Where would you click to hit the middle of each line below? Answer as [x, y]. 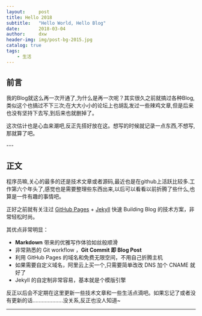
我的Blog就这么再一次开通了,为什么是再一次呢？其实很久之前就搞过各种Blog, [101, 98]
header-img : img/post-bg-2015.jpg [50, 40]
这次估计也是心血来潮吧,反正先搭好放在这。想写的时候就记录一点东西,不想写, [101, 126]
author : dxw [26, 34]
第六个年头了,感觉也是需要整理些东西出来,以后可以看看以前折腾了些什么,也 [103, 189]
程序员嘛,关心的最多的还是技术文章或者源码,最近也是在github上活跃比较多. [98, 182]
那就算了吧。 [22, 134]
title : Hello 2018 [29, 17]
